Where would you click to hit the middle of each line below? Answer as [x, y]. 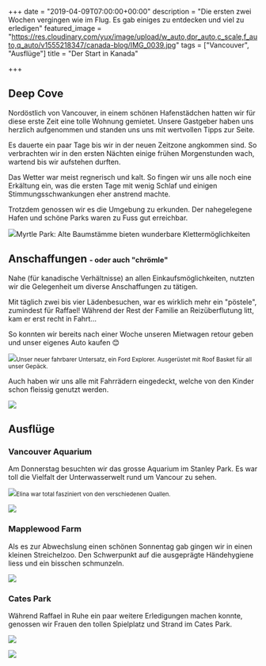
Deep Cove [36, 94]
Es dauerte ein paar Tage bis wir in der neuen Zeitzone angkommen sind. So [133, 145]
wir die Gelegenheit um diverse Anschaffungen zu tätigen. [103, 286]
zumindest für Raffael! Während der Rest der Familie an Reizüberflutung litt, [131, 310]
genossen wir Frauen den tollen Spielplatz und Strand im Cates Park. [120, 624]
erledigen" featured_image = [55, 28]
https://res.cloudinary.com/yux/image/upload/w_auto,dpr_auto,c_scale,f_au [135, 36]
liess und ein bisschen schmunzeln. [66, 563]
